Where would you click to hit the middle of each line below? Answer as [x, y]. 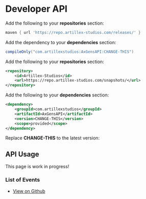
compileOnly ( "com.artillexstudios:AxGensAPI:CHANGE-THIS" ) [70, 52]
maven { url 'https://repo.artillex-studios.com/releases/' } [73, 32]
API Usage [22, 154]
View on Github [29, 191]
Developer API [36, 9]
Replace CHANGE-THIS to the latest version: [53, 138]
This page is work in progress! [37, 167]
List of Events [23, 180]
